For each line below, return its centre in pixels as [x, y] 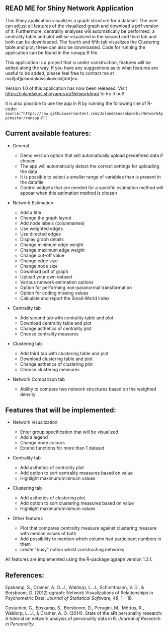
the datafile [32, 182]
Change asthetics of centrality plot [56, 328]
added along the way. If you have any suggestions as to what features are [82, 68]
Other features [28, 519]
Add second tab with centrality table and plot [67, 318]
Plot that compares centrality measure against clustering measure [88, 528]
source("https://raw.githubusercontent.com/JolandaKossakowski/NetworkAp [84, 113]
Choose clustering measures [50, 369]
